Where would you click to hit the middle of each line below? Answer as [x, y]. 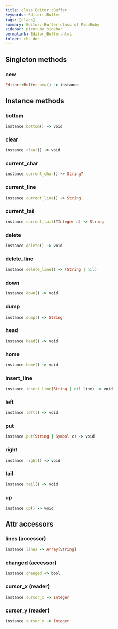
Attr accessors [29, 524]
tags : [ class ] [20, 20]
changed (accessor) [31, 563]
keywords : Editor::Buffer [33, 15]
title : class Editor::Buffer [36, 10]
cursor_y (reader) [27, 610]
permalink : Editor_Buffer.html [39, 34]
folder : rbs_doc [22, 39]
